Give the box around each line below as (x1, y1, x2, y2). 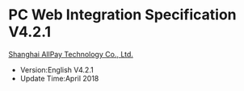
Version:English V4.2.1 (19, 64, 95, 74)
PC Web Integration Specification (8, 6, 237, 24)
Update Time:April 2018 (19, 73, 99, 83)
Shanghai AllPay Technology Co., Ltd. (8, 49, 133, 59)
